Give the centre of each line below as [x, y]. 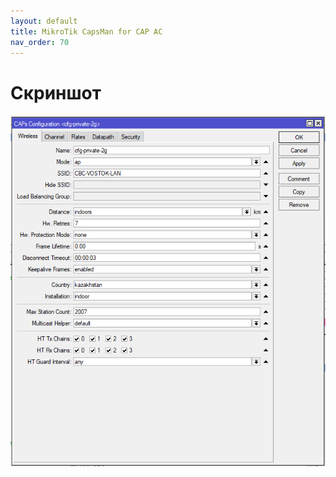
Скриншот [56, 92]
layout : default [44, 21]
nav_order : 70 [40, 42]
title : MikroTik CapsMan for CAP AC [86, 31]
